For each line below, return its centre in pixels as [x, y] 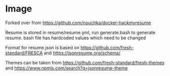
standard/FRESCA [24, 53]
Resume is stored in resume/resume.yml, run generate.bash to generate [80, 32]
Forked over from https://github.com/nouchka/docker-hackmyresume [78, 23]
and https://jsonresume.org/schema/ [82, 53]
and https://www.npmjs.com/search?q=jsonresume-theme [66, 68]
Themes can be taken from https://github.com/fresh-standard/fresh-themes [85, 62]
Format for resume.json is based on [42, 47]
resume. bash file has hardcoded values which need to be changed [76, 38]
